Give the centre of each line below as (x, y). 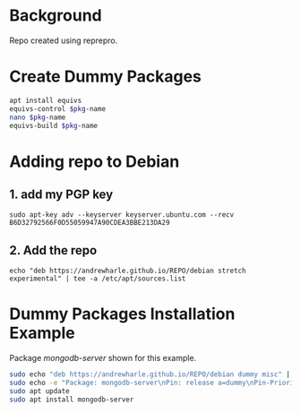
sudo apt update (39, 391)
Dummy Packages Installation (122, 314)
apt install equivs (46, 100)
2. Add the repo (53, 250)
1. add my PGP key (61, 194)
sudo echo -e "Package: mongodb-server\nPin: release (112, 383)
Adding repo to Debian (95, 161)
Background (56, 16)
